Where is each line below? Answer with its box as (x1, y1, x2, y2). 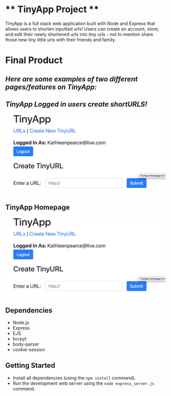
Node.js (12, 320, 30, 326)
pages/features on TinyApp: (5, 82, 97, 91)
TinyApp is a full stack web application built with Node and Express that (5, 20, 155, 26)
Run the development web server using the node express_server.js (12, 380, 155, 386)
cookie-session (12, 347, 45, 353)
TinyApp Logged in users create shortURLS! (5, 100, 148, 108)
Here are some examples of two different (5, 75, 138, 83)
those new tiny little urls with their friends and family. (5, 37, 116, 43)
